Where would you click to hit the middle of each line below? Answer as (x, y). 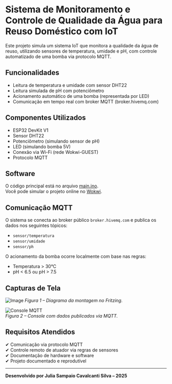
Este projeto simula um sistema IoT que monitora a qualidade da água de (82, 45)
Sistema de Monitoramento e (68, 10)
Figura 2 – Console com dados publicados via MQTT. (62, 316)
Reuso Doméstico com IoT (62, 31)
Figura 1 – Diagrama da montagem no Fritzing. (74, 300)
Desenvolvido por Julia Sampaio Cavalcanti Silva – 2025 (66, 376)
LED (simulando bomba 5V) (41, 146)
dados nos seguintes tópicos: (36, 225)
